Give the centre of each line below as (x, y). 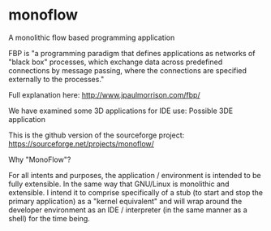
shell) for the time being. (49, 218)
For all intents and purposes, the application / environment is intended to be (135, 175)
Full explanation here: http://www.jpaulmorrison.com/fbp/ (104, 94)
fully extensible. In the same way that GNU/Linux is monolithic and (119, 184)
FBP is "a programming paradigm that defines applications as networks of (132, 53)
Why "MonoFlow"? (40, 159)
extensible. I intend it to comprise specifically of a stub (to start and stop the (136, 192)
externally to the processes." (56, 79)
